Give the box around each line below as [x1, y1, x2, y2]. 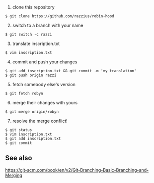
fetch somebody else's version [12, 82, 76, 87]
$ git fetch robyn [5, 91, 43, 96]
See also [5, 154, 32, 162]
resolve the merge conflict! [12, 118, 68, 124]
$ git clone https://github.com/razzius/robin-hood [5, 14, 114, 19]
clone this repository [12, 4, 55, 10]
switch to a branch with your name [12, 22, 83, 28]
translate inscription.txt [12, 41, 60, 46]
